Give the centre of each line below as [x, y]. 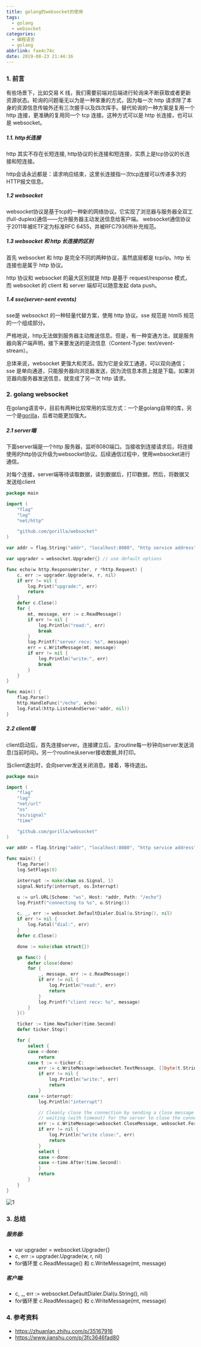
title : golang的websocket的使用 [45, 12]
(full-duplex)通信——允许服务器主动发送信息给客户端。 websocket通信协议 [98, 219]
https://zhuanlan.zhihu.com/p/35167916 [64, 1331]
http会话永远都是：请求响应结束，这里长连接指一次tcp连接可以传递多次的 [96, 174]
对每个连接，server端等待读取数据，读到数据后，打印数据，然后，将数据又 [98, 474]
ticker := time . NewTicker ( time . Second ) [67, 1024]
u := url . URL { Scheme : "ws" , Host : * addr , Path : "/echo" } [89, 897]
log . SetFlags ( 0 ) [37, 870]
